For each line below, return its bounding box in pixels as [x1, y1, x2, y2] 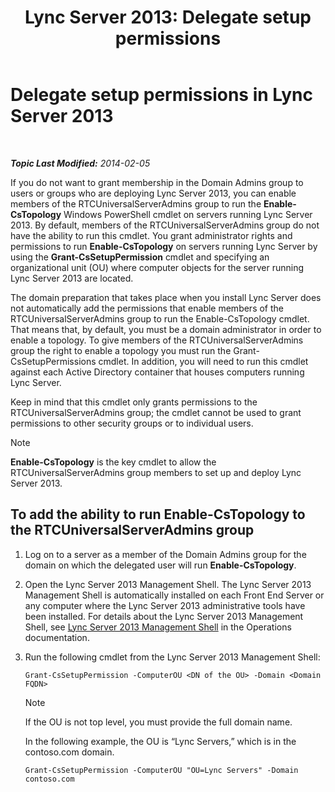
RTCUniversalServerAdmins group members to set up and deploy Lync [10, 466, 302, 478]
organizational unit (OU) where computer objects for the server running [10, 261, 305, 273]
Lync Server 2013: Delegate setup [24, 6, 312, 29]
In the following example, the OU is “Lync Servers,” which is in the [24, 735, 297, 747]
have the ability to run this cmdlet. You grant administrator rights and [10, 229, 293, 241]
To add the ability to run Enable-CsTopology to [10, 506, 306, 523]
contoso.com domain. [24, 746, 115, 758]
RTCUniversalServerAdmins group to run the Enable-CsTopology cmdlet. [10, 312, 310, 325]
